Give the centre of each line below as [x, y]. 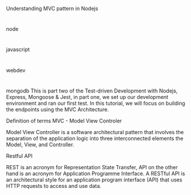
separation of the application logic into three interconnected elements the [95, 138]
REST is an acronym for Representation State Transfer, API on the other [92, 167]
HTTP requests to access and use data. [54, 186]
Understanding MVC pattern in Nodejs [52, 8]
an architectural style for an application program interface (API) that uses [94, 179]
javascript [18, 50]
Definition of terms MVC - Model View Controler [64, 121]
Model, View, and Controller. [40, 144]
